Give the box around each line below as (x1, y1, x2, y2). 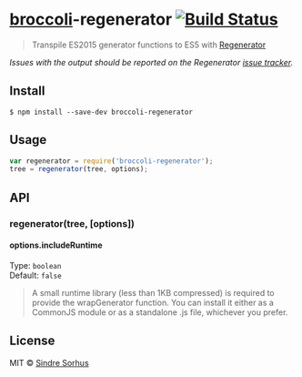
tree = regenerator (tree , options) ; (9, 165, 148, 174)
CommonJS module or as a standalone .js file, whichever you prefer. (31, 306, 288, 318)
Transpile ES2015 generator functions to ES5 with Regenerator (31, 39, 267, 50)
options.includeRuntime (9, 239, 103, 250)
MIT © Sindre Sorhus (9, 357, 89, 368)
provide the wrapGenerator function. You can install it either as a (31, 297, 275, 308)
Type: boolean (9, 260, 62, 270)
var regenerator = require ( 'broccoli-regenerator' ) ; (9, 156, 214, 166)
